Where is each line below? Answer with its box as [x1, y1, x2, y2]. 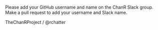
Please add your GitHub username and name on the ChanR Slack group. [5, 4, 154, 10]
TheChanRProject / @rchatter [5, 19, 66, 25]
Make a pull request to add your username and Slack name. [5, 9, 128, 15]
